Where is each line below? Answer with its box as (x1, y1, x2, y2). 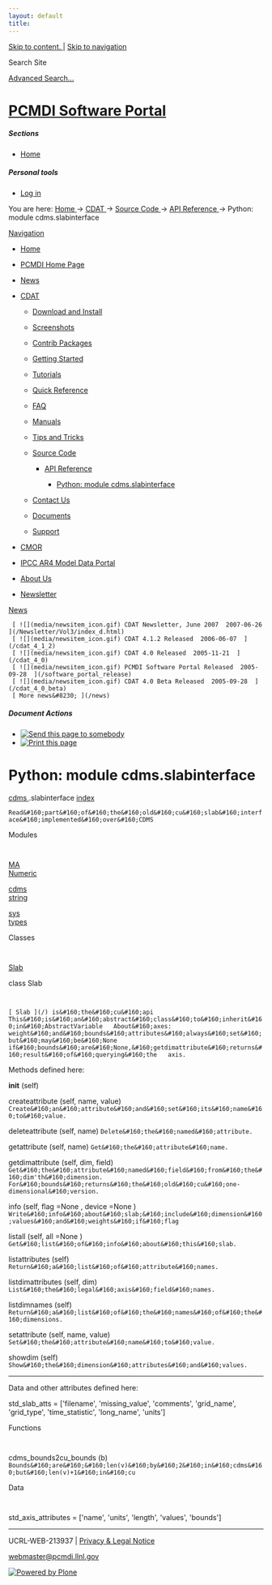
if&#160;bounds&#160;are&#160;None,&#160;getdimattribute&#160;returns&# (8, 1043, 263, 1052)
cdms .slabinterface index (8, 792, 95, 802)
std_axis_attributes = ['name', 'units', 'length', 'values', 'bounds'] (8, 1512, 222, 1522)
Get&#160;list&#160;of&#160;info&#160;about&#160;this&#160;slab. (8, 1240, 237, 1248)
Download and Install (32, 306, 103, 316)
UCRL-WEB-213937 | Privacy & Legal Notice (8, 1536, 155, 1545)
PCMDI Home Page (19, 259, 85, 269)
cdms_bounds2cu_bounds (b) (8, 1452, 108, 1463)
